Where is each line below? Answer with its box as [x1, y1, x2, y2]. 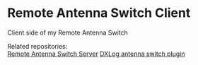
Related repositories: [7, 42, 68, 50]
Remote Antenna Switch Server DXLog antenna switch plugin [7, 49, 185, 58]
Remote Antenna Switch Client [7, 5, 191, 21]
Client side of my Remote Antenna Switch [7, 28, 129, 37]
